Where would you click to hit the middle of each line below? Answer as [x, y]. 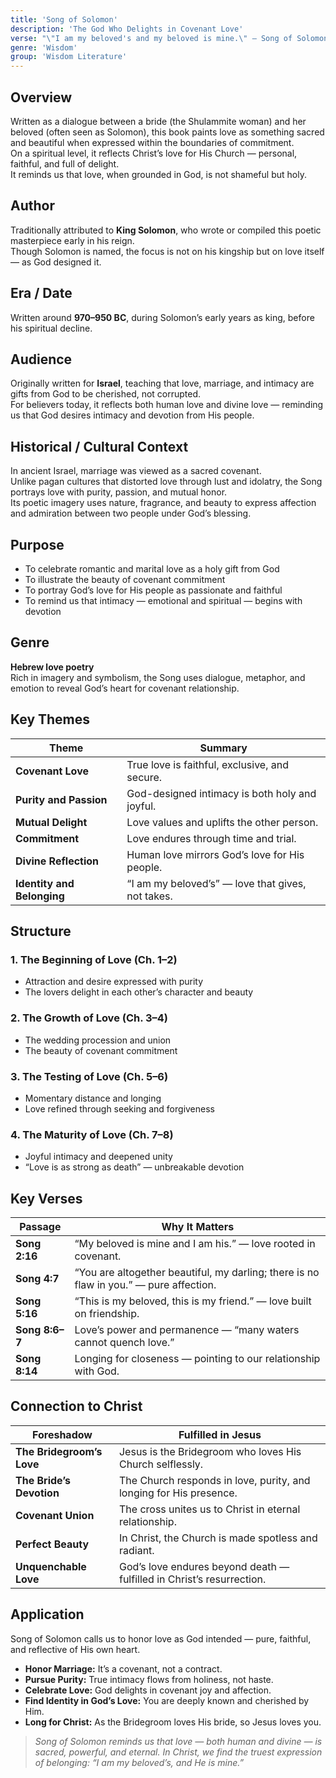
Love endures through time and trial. [211, 838]
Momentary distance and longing [93, 1098]
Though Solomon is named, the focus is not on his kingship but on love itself [167, 251]
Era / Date [41, 293]
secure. [144, 777]
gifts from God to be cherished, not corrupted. [106, 394]
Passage [40, 1227]
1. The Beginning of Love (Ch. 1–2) [94, 959]
